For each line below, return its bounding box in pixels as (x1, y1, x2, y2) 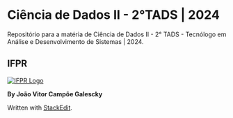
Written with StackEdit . (7, 103, 73, 112)
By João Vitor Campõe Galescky (7, 89, 103, 98)
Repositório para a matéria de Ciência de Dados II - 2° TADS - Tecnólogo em (7, 30, 227, 38)
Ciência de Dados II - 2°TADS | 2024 (7, 7, 220, 23)
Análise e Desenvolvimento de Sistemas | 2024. (7, 37, 144, 45)
